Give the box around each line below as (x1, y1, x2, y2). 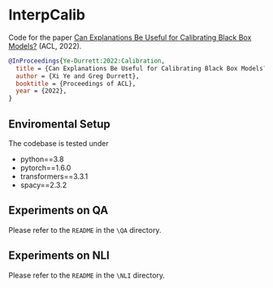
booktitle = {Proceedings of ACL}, (15, 80, 136, 88)
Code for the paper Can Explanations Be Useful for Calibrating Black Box (8, 32, 252, 42)
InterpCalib (8, 6, 86, 24)
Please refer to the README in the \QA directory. (8, 225, 162, 234)
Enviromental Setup (8, 117, 111, 131)
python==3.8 (19, 154, 64, 164)
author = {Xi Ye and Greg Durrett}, (15, 71, 140, 80)
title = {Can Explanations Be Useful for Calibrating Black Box (15, 64, 238, 72)
